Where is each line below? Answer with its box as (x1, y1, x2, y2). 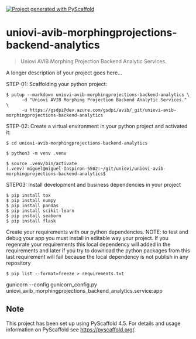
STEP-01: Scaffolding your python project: (6, 80, 108, 87)
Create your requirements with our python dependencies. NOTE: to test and (6, 228, 188, 235)
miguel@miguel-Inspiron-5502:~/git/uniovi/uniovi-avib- (27, 166, 166, 172)
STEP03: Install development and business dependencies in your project (6, 181, 181, 188)
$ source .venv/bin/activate (6, 160, 77, 166)
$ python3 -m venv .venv (6, 150, 67, 156)
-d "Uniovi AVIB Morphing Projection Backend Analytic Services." (21, 97, 187, 102)
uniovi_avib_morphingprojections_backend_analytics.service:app (6, 287, 163, 294)
